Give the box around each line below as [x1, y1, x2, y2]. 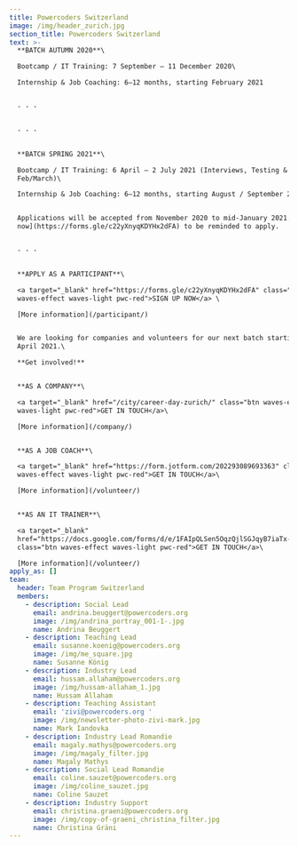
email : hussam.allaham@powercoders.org [32, 674, 180, 683]
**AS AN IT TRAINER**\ [17, 510, 101, 519]
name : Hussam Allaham [32, 690, 114, 700]
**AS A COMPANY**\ [17, 382, 86, 391]
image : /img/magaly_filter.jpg [32, 748, 149, 758]
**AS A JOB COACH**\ [17, 446, 93, 455]
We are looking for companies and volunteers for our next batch [17, 334, 264, 343]
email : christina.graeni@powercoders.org [32, 806, 189, 816]
